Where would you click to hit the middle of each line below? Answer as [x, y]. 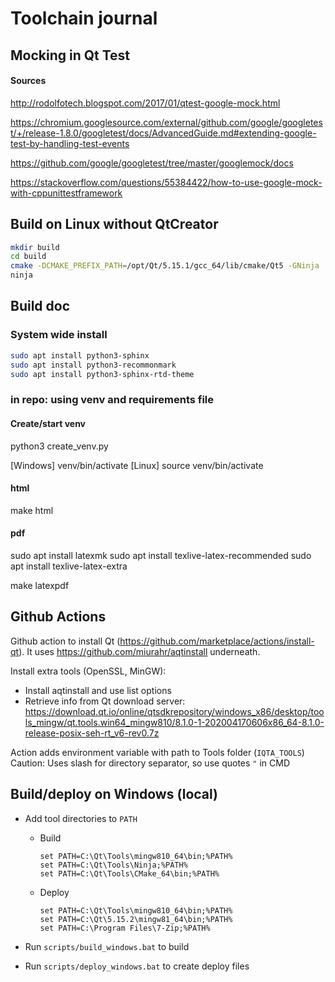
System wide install [59, 335]
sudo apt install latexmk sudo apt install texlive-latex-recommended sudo [161, 555]
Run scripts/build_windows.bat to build [107, 946]
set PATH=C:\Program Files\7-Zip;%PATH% [125, 928]
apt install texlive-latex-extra [69, 566]
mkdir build [35, 247]
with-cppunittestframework [66, 193]
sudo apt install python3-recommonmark [93, 365]
